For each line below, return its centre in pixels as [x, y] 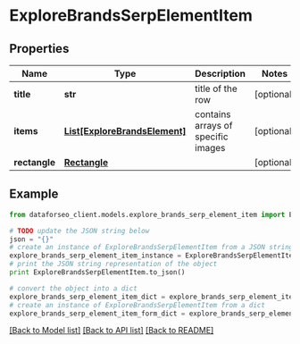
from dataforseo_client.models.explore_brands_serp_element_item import [147, 214]
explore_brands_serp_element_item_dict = [87, 297]
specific [212, 137]
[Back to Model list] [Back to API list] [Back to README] [112, 331]
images [210, 148]
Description [220, 74]
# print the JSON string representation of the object [113, 264]
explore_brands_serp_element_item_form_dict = [97, 314]
